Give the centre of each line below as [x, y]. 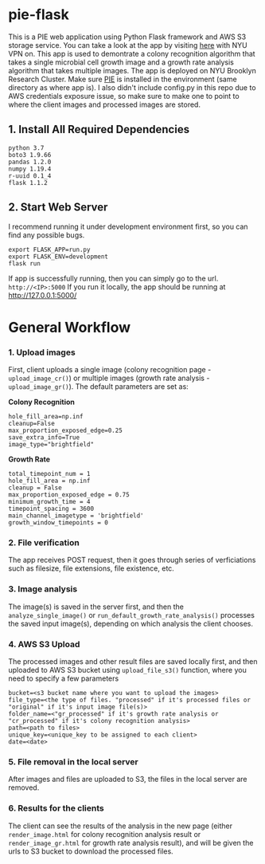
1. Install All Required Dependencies [99, 130]
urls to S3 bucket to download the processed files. [91, 851]
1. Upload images [42, 352]
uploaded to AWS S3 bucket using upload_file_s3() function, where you [127, 670]
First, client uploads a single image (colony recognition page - [110, 370]
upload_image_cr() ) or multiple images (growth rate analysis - [109, 378]
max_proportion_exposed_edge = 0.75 [69, 495]
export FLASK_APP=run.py [49, 249]
